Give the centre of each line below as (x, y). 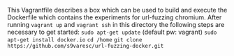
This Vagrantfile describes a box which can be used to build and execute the (117, 10)
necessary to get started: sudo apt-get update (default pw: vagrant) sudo (112, 32)
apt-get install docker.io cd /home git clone (75, 40)
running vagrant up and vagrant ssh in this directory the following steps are (116, 25)
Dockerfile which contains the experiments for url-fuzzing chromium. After (115, 17)
